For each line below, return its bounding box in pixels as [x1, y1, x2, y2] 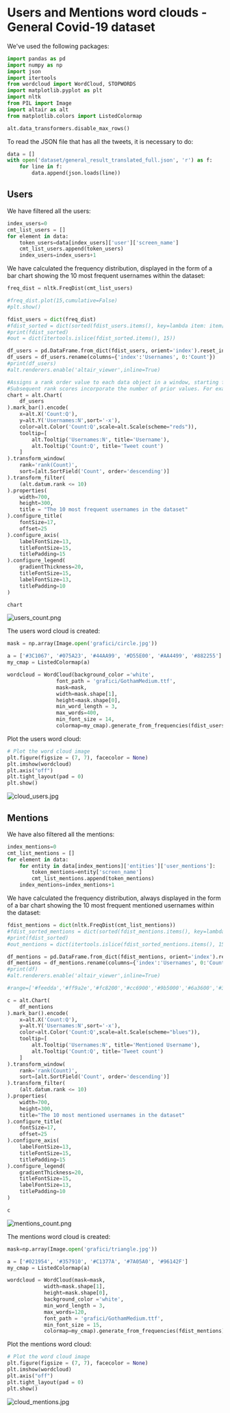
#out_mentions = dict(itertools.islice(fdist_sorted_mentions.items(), [7, 940, 216, 948]
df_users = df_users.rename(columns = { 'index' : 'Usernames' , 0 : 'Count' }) [7, 354, 216, 361]
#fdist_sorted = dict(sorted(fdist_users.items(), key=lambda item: [7, 322, 207, 329]
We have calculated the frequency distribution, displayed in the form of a [7, 264, 213, 273]
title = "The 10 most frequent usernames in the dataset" [19, 506, 188, 513]
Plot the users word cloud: [7, 734, 81, 742]
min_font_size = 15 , [43, 1321, 103, 1328]
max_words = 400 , [55, 710, 99, 716]
